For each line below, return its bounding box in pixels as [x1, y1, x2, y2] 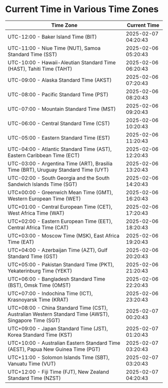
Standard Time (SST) [7, 51, 57, 58]
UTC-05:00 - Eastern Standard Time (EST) [7, 134, 110, 141]
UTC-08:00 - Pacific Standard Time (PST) [7, 91, 108, 98]
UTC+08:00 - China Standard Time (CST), [7, 304, 108, 311]
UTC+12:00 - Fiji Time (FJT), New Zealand [7, 368, 109, 375]
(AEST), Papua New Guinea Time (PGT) [7, 345, 101, 352]
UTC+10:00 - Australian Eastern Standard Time [7, 339, 120, 346]
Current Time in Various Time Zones [5, 4, 159, 15]
